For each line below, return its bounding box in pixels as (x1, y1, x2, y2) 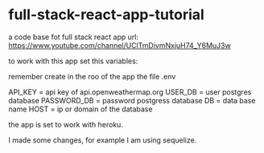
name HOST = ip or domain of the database (8, 104, 153, 114)
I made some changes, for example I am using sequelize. (8, 135, 197, 145)
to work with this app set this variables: (8, 56, 138, 66)
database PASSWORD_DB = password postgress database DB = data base (8, 95, 256, 105)
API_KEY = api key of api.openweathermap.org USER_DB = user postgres (8, 87, 252, 97)
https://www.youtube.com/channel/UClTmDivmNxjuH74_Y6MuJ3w (8, 40, 231, 50)
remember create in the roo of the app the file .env (8, 71, 176, 81)
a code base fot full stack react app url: (8, 32, 139, 42)
